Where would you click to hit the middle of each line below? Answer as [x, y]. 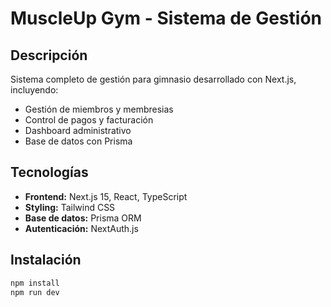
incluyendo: [34, 90]
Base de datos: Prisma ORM [83, 218]
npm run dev [35, 292]
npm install [35, 283]
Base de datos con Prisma [78, 141]
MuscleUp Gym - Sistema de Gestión [166, 18]
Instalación [46, 260]
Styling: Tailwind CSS [70, 207]
